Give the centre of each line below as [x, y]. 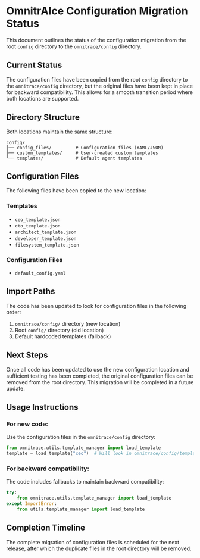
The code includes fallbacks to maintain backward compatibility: [85, 482]
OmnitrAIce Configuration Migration [97, 11]
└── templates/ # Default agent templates [74, 158]
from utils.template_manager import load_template [81, 509]
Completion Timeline [46, 528]
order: [14, 312]
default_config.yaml [40, 273]
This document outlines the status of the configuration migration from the [96, 40]
